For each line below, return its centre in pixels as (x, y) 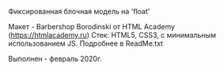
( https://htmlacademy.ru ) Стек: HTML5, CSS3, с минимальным (112, 35)
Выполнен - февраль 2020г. (55, 59)
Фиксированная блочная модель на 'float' (79, 11)
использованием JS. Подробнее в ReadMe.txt (86, 43)
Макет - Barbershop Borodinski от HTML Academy (92, 26)
